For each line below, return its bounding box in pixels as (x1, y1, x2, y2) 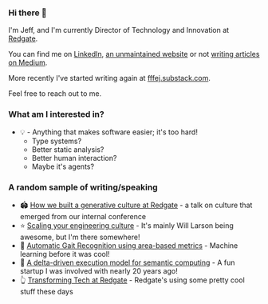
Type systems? (31, 136, 82, 146)
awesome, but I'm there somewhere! (19, 232, 140, 242)
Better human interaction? (31, 153, 117, 162)
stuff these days (19, 286, 73, 296)
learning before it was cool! (19, 249, 110, 258)
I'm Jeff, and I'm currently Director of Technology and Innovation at (8, 26, 230, 35)
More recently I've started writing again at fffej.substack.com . (8, 74, 211, 83)
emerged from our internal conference (19, 211, 146, 221)
